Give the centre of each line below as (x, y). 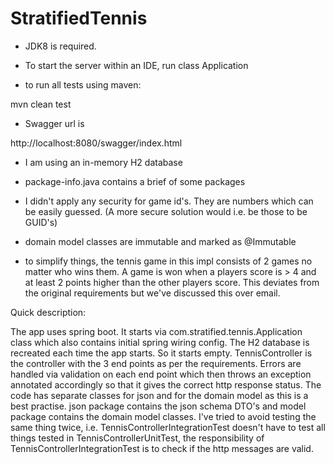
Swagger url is (54, 123)
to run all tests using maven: (83, 84)
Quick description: (48, 312)
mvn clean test (41, 104)
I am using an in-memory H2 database (103, 162)
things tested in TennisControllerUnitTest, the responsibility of (137, 438)
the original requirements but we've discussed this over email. (152, 293)
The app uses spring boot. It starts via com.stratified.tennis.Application (156, 331)
